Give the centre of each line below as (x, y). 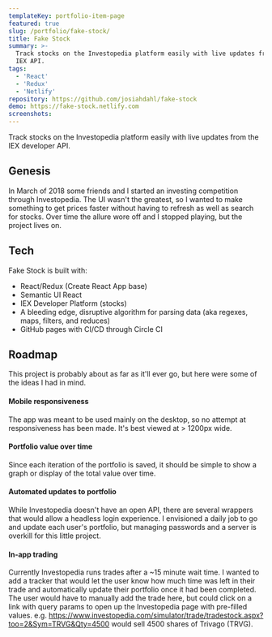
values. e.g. (28, 615)
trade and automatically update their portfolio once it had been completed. (132, 590)
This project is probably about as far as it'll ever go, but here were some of (133, 374)
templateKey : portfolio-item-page (67, 16)
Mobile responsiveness (49, 402)
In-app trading (33, 554)
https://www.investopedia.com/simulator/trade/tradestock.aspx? (156, 615)
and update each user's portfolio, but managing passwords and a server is (132, 527)
